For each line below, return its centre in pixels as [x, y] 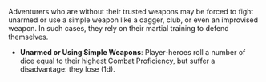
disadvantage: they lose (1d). [68, 69]
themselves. [28, 37]
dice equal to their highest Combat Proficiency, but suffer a [117, 61]
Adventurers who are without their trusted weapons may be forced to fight [131, 12]
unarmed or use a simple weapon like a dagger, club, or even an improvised [133, 20]
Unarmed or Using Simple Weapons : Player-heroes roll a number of [133, 52]
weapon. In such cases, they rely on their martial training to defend [119, 28]
